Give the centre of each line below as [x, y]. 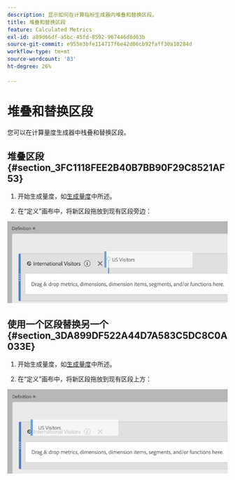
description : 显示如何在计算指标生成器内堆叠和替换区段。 [82, 15]
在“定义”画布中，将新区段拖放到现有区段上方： [85, 379]
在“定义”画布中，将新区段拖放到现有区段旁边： [85, 211]
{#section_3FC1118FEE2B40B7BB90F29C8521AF [116, 168]
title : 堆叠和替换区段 [37, 22]
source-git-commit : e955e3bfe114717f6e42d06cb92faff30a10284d [100, 44]
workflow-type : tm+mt [39, 52]
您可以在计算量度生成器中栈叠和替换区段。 [69, 132]
